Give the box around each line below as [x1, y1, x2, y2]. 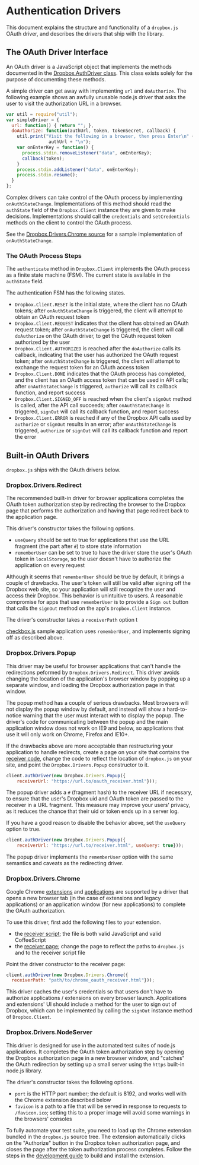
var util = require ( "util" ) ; [6, 111, 78, 117]
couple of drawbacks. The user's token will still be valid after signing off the [6, 580, 191, 587]
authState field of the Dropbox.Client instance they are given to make [6, 207, 176, 213]
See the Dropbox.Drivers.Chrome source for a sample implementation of [6, 230, 182, 238]
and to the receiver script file [14, 949, 86, 956]
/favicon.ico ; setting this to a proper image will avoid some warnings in [14, 1109, 191, 1116]
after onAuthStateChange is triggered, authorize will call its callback [14, 383, 178, 390]
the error [14, 433, 37, 441]
